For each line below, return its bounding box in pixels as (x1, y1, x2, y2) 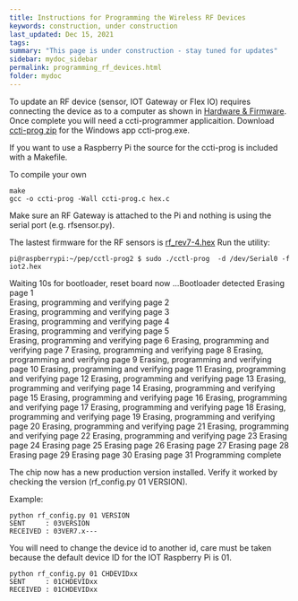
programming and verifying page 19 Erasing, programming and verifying (9, 411, 276, 422)
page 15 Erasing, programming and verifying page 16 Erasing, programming (9, 392, 288, 403)
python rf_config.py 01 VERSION (9, 510, 130, 520)
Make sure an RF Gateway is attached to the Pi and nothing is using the (9, 210, 272, 221)
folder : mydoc (9, 72, 63, 81)
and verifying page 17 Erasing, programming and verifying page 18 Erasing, (9, 401, 286, 413)
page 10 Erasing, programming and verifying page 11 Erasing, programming (9, 363, 286, 374)
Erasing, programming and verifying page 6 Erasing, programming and (9, 335, 270, 345)
